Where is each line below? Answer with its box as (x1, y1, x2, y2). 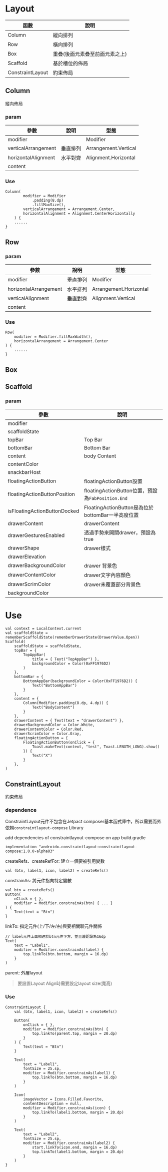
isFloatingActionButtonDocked (7, 507, 79, 514)
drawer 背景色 (84, 562, 117, 569)
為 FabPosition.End (84, 495, 127, 502)
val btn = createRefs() (5, 888, 55, 893)
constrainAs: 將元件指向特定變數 (5, 878, 72, 884)
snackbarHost (7, 469, 41, 476)
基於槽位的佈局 (52, 60, 88, 67)
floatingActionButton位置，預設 (84, 487, 157, 494)
